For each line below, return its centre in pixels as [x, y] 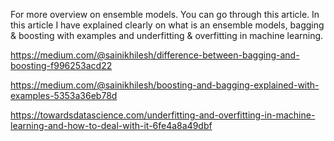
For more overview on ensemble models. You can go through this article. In [165, 14]
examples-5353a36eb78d [64, 95]
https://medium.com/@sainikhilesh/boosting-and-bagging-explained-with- [165, 85]
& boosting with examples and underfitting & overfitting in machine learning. [167, 35]
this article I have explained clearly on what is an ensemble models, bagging [167, 25]
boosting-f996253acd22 [61, 65]
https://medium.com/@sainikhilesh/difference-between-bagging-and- [155, 55]
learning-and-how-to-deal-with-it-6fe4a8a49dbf [111, 125]
